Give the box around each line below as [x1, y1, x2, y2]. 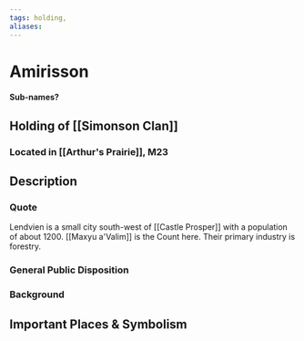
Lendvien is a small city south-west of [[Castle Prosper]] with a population [9, 222, 289, 232]
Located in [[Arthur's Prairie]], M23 [9, 145, 168, 158]
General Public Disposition [9, 263, 129, 276]
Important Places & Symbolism [9, 316, 188, 332]
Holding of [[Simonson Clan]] [9, 118, 179, 133]
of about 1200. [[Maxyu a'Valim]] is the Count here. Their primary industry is [9, 232, 296, 243]
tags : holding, [9, 13, 67, 23]
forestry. [9, 241, 42, 252]
